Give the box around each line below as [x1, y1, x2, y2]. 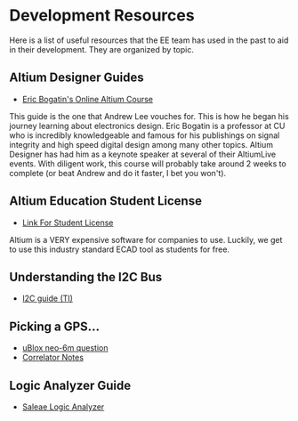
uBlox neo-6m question [21, 343, 109, 353]
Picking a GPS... [9, 319, 101, 334]
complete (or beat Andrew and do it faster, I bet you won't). [9, 167, 227, 178]
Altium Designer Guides [9, 70, 144, 85]
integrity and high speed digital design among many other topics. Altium [9, 139, 274, 150]
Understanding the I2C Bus [9, 269, 163, 285]
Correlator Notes [21, 352, 85, 363]
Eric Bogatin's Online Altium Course [21, 93, 154, 104]
